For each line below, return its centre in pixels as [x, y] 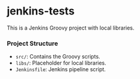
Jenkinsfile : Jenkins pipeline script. [60, 69]
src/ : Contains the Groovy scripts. [58, 57]
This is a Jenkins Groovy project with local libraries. [71, 28]
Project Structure [32, 43]
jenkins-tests [41, 11]
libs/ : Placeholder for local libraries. [61, 63]
